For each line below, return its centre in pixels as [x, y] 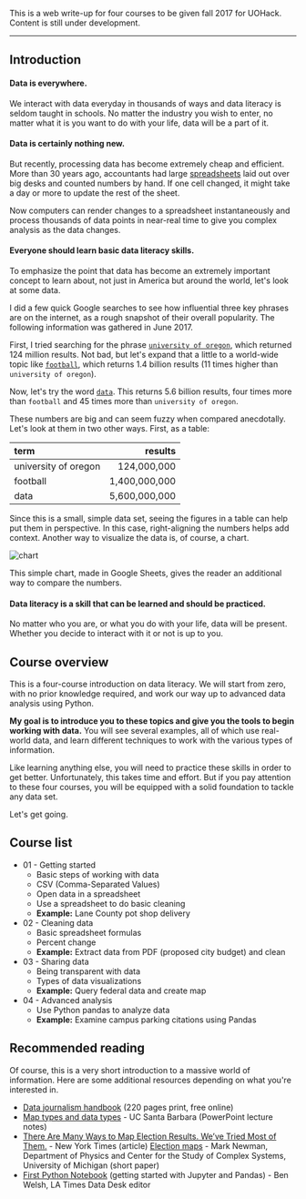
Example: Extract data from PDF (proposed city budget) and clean [161, 951]
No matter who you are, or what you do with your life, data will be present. [148, 624]
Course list [41, 843]
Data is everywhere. [49, 83]
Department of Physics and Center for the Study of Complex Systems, [154, 1155]
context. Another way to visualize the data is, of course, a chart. [129, 538]
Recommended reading [77, 1048]
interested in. [34, 1089]
